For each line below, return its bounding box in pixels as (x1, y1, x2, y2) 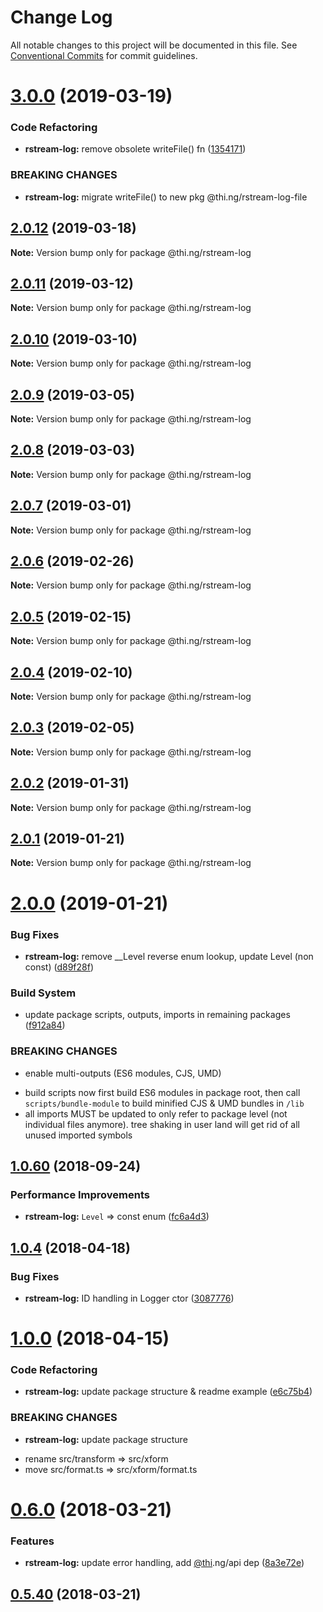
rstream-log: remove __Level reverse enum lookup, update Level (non (24, 950, 314, 962)
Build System (10, 986, 77, 1000)
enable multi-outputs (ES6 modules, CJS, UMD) (24, 1067, 222, 1079)
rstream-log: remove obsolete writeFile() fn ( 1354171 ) (24, 143, 247, 155)
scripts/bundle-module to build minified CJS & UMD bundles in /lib (24, 1097, 305, 1109)
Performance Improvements (10, 1187, 151, 1201)
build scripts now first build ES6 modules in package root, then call (24, 1086, 301, 1098)
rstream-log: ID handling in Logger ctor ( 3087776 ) (24, 1292, 235, 1304)
